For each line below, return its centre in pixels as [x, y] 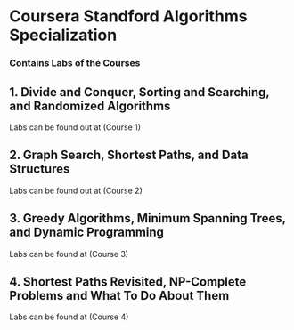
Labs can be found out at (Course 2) [76, 190]
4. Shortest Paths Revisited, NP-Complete [128, 282]
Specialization [63, 35]
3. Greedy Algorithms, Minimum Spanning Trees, [148, 218]
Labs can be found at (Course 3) [69, 254]
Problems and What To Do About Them [119, 295]
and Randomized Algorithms [90, 105]
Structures [40, 169]
